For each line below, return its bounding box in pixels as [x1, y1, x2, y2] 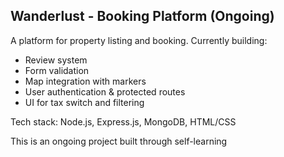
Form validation [24, 64, 90, 76]
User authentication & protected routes [24, 85, 186, 98]
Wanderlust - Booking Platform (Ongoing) [10, 8, 275, 25]
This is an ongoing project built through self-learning [10, 135, 228, 147]
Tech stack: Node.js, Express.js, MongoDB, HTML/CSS [10, 115, 237, 128]
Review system [24, 54, 88, 66]
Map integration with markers [24, 75, 147, 87]
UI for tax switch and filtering [24, 96, 145, 108]
